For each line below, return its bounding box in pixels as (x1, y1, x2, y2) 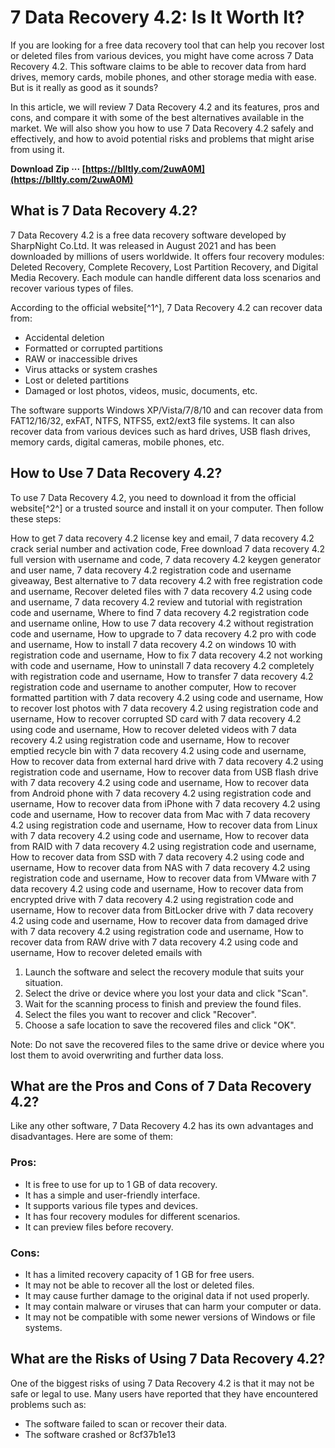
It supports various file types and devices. (24, 1199, 198, 1211)
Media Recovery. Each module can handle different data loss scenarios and (10, 271, 322, 283)
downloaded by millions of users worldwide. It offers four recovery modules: (10, 250, 325, 262)
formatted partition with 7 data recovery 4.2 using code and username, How (10, 691, 324, 703)
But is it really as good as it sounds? (10, 81, 159, 93)
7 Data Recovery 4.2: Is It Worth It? (10, 6, 305, 29)
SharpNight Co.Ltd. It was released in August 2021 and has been (10, 239, 277, 251)
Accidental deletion (24, 331, 105, 343)
